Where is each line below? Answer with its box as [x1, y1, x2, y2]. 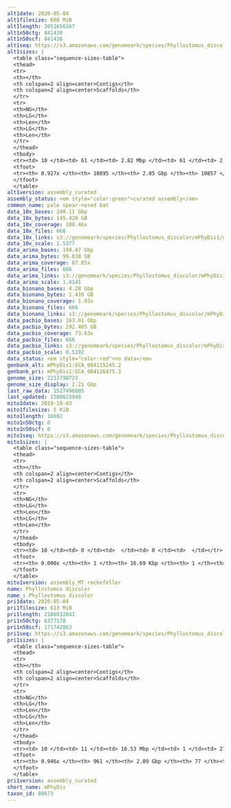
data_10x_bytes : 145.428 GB [7, 215, 88, 221]
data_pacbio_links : [7, 342, 63, 349]
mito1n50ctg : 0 [7, 419, 51, 426]
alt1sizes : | [7, 49, 45, 56]
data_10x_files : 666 [7, 228, 67, 234]
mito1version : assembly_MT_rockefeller [7, 579, 122, 586]
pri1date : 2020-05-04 [7, 598, 69, 605]
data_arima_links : [7, 272, 60, 279]
